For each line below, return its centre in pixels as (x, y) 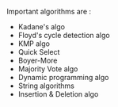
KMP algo (34, 44)
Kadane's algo (42, 27)
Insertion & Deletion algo (58, 94)
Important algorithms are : (49, 11)
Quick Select (39, 52)
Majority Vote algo (48, 69)
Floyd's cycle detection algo (64, 35)
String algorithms (46, 86)
